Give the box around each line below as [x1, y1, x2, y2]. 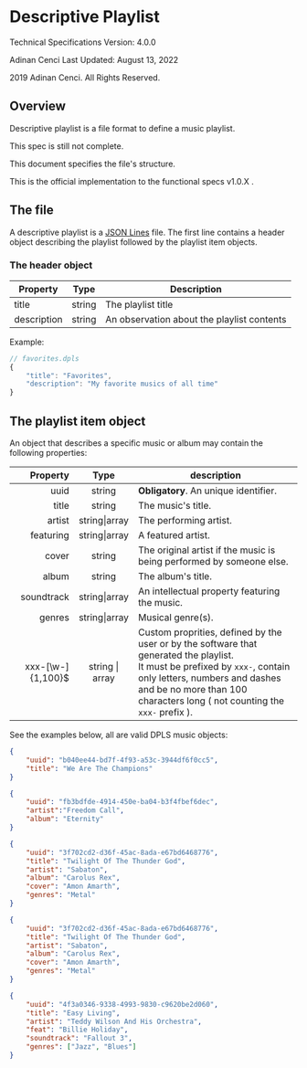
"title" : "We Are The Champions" [26, 764, 153, 773]
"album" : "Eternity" [26, 815, 104, 824]
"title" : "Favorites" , [26, 371, 112, 380]
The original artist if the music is [138, 544, 276, 556]
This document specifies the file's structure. [9, 158, 176, 169]
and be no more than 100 [138, 683, 249, 696]
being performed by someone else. [138, 555, 290, 568]
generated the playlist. [138, 649, 235, 661]
